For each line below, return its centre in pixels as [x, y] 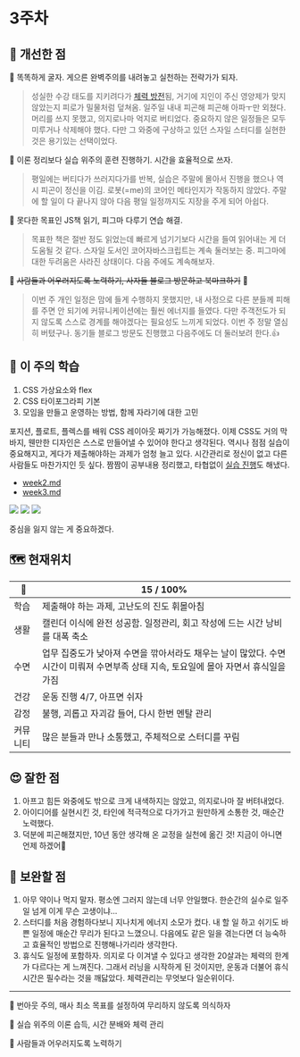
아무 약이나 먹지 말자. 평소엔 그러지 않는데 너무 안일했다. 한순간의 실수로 [147, 900]
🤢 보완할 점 [38, 877]
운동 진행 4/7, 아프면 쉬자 [92, 696]
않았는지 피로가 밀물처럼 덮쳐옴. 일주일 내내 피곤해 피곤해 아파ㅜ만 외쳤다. [158, 107]
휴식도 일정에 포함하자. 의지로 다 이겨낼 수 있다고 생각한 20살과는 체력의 [147, 956]
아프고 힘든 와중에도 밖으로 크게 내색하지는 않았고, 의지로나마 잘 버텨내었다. [153, 801]
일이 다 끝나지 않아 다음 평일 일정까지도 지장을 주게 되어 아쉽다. [160, 201]
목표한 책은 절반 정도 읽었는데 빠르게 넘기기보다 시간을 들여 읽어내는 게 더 [158, 239]
